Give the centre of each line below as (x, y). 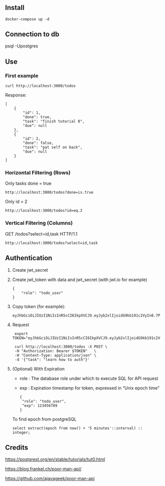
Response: (16, 95)
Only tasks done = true (28, 183)
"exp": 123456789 (40, 405)
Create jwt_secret (30, 270)
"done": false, (38, 143)
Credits (17, 447)
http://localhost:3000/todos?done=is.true (49, 193)
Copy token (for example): (39, 306)
